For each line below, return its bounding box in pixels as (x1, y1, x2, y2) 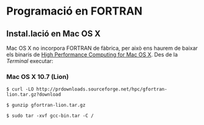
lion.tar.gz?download (6, 92, 62, 98)
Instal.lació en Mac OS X (6, 29, 101, 39)
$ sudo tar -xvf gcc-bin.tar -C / (6, 113, 94, 119)
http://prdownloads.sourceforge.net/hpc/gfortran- (36, 86, 167, 92)
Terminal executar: (6, 58, 54, 64)
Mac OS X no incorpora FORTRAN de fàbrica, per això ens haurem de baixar (6, 44, 198, 52)
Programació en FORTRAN (6, 4, 143, 18)
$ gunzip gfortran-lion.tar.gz (6, 102, 86, 109)
